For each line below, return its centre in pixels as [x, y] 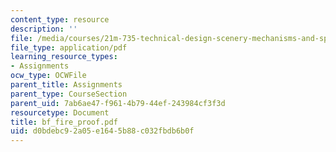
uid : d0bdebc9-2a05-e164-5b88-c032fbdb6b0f [102, 131]
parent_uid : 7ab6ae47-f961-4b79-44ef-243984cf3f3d [118, 103]
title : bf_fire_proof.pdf [64, 122]
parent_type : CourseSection [69, 94]
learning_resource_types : [64, 57]
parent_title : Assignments [66, 85]
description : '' [44, 29]
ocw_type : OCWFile [48, 76]
